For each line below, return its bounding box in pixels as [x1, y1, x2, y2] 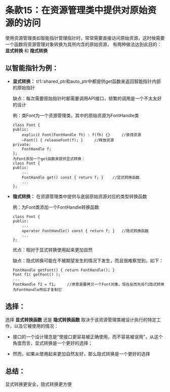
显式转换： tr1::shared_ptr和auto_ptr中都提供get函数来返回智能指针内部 [12, 78, 161, 84]
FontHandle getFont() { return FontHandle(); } [12, 268, 115, 273]
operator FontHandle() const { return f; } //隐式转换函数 [22, 228, 149, 233]
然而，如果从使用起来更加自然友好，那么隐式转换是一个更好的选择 [12, 351, 150, 357]
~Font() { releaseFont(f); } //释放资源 [22, 138, 114, 143]
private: [12, 142, 31, 147]
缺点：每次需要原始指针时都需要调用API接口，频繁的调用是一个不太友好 [12, 95, 162, 101]
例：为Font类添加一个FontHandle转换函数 [12, 204, 100, 210]
